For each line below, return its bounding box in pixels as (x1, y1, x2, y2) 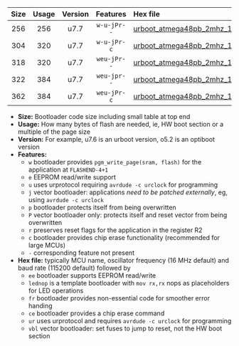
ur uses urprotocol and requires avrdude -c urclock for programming (28, 317, 232, 325)
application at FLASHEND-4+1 (28, 165, 109, 174)
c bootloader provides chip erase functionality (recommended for (28, 234, 221, 241)
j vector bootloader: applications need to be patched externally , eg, (28, 188, 228, 196)
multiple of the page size (17, 127, 91, 136)
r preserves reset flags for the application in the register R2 (28, 226, 203, 234)
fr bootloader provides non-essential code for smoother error (28, 294, 210, 302)
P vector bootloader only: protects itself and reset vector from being (28, 211, 228, 219)
